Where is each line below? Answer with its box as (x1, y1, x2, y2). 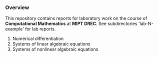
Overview (5, 4, 29, 11)
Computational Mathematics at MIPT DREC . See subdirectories (5, 20, 137, 26)
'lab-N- (138, 20, 153, 26)
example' (5, 26, 24, 32)
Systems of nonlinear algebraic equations (12, 46, 98, 52)
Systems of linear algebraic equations (12, 41, 91, 47)
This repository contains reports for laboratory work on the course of (5, 15, 147, 21)
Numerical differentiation (12, 35, 64, 41)
